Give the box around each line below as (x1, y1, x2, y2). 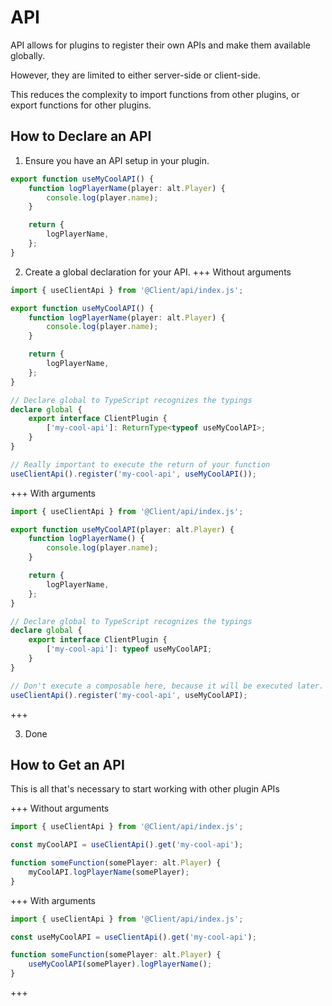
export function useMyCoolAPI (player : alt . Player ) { (10, 524, 235, 535)
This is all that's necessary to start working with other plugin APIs (10, 783, 280, 795)
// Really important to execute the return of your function (10, 459, 271, 470)
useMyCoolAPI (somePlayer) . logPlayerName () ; (28, 959, 213, 970)
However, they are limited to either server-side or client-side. (10, 69, 261, 81)
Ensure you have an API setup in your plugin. (24, 154, 210, 166)
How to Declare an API (10, 128, 152, 145)
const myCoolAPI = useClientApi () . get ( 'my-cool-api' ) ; (10, 840, 244, 850)
